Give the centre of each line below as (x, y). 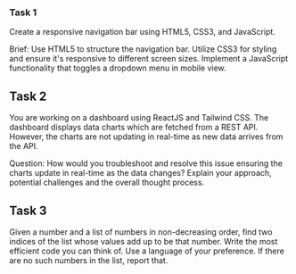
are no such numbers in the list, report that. (89, 260)
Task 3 (28, 210)
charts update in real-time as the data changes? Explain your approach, (140, 173)
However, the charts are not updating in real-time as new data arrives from (146, 137)
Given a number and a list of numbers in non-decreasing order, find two (141, 232)
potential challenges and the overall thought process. (107, 183)
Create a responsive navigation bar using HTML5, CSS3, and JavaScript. (143, 32)
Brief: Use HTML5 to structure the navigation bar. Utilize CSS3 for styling (143, 49)
